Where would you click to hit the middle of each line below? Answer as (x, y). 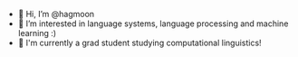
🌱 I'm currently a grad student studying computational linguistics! (139, 43)
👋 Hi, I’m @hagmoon (56, 14)
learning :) (37, 33)
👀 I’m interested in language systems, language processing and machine (153, 24)
